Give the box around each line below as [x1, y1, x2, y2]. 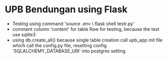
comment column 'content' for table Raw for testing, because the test [12, 26, 160, 32]
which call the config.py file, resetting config [12, 42, 107, 48]
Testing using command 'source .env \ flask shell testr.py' [12, 21, 135, 27]
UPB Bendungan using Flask [5, 4, 128, 15]
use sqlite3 [12, 31, 36, 37]
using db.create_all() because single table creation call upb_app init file [12, 37, 163, 43]
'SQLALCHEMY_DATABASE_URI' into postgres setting [12, 48, 126, 54]
